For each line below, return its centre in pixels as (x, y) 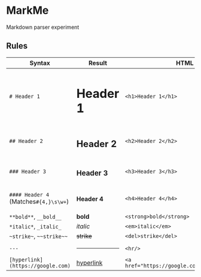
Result (98, 62)
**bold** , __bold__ (35, 217)
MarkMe (28, 11)
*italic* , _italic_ (35, 227)
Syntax (40, 62)
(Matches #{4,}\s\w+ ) (39, 202)
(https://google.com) (40, 266)
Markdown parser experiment (43, 27)
